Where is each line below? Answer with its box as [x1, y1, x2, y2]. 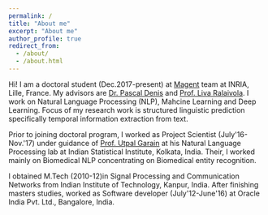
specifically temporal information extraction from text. [8, 114, 188, 123]
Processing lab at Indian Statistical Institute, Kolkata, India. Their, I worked [8, 147, 256, 157]
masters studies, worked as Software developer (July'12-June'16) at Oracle [8, 188, 260, 198]
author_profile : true [8, 34, 82, 43]
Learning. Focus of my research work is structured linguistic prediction [8, 105, 245, 114]
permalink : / [8, 11, 53, 20]
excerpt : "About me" [8, 27, 79, 35]
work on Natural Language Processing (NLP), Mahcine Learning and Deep [8, 97, 257, 106]
